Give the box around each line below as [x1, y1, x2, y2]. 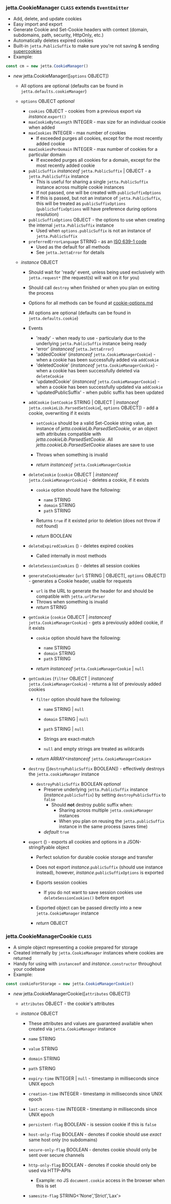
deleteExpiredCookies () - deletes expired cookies [28, 543, 134, 549]
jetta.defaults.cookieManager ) [20, 88, 87, 95]
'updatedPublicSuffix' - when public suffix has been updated [36, 389, 164, 395]
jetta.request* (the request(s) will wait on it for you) [28, 275, 140, 281]
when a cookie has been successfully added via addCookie [36, 357, 159, 363]
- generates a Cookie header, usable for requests [28, 578, 132, 584]
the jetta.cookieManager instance [28, 771, 100, 777]
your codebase [13, 966, 45, 972]
